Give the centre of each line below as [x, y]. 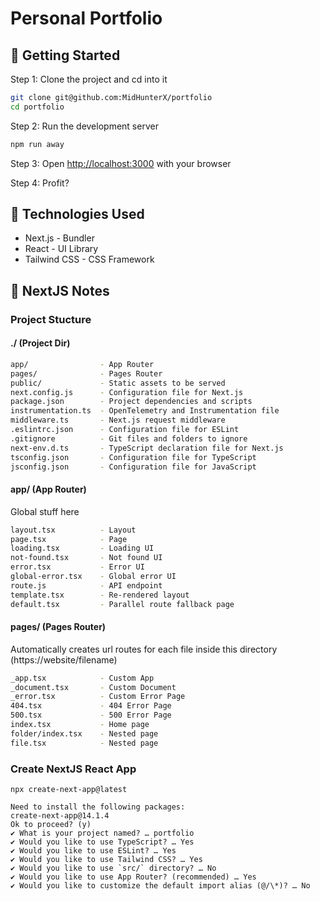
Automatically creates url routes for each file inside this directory [144, 649]
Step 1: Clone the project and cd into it [89, 79]
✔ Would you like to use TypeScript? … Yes [102, 842]
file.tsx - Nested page [84, 743]
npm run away [37, 144]
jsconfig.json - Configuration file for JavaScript [133, 467]
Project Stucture [51, 319]
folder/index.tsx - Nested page [84, 733]
